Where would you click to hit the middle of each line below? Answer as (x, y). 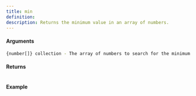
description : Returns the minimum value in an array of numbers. (87, 22)
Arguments (20, 41)
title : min (19, 11)
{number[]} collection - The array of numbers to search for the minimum (98, 53)
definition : (21, 17)
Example (17, 87)
